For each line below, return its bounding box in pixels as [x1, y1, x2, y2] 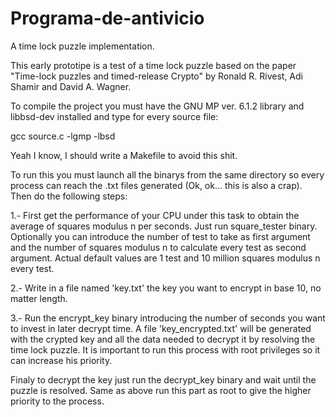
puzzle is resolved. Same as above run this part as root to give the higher [10, 384, 312, 396]
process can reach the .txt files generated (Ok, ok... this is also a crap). [10, 179, 303, 191]
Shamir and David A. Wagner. [10, 80, 132, 92]
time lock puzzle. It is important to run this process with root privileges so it [10, 343, 321, 356]
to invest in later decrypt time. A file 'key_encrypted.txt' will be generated [10, 322, 312, 334]
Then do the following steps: [10, 190, 128, 202]
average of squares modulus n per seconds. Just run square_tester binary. [10, 220, 318, 232]
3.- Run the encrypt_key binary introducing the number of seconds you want [10, 312, 326, 324]
